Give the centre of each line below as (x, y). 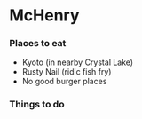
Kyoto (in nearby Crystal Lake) (78, 62)
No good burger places (64, 82)
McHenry (44, 16)
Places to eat (38, 44)
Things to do (37, 105)
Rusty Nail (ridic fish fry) (67, 72)
